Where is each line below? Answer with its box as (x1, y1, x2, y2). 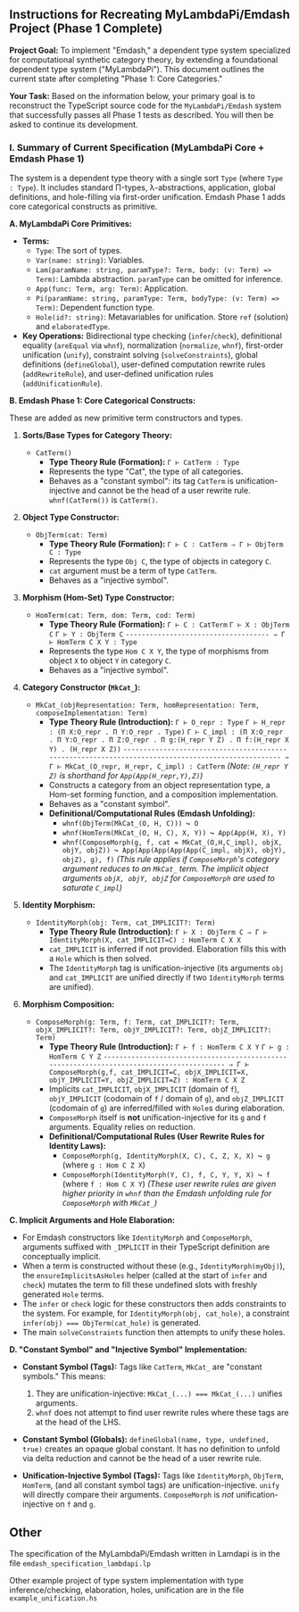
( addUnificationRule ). (21, 378, 103, 389)
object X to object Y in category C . (48, 655, 172, 666)
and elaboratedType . (35, 321, 111, 332)
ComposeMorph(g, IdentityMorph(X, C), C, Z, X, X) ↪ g (62, 1151, 270, 1161)
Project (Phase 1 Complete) (9, 21, 163, 37)
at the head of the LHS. (35, 1417, 121, 1427)
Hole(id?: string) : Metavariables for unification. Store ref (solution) (35, 312, 289, 322)
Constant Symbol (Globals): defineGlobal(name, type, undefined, (21, 1434, 270, 1445)
